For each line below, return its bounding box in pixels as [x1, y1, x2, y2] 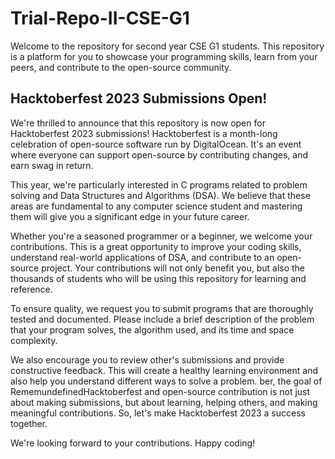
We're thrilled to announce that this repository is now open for [10, 117, 266, 129]
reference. [10, 283, 53, 295]
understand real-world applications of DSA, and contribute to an [10, 251, 275, 263]
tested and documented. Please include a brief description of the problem [10, 313, 315, 325]
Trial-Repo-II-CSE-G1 [10, 7, 190, 30]
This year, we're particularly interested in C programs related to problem [10, 178, 308, 191]
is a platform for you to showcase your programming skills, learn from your [10, 50, 318, 62]
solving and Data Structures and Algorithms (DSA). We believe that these [10, 189, 311, 201]
